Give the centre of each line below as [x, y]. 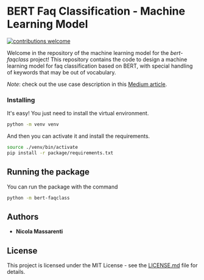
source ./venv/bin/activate [43, 148]
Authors [23, 217]
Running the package [48, 172]
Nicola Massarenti [39, 232]
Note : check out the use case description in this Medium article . [87, 84]
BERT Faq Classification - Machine [96, 11]
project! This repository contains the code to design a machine [109, 59]
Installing [21, 100]
